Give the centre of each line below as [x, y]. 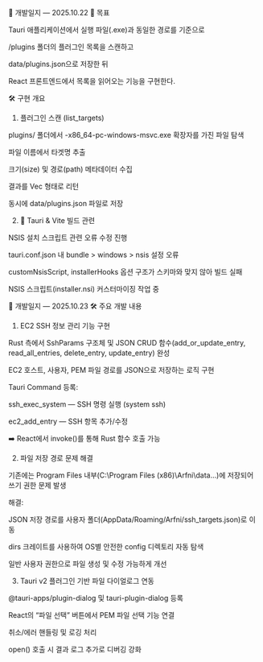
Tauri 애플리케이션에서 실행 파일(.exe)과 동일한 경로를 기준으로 [107, 30]
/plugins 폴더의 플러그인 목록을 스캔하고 [71, 47]
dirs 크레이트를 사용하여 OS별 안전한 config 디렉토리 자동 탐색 [106, 546]
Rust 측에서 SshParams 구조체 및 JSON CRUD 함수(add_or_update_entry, [127, 343]
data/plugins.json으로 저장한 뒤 [58, 64]
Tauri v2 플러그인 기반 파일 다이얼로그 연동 [87, 581]
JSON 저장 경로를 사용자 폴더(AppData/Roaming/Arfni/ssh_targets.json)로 [128, 519]
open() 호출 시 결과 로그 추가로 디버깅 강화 [75, 649]
